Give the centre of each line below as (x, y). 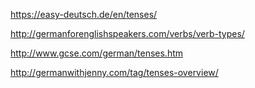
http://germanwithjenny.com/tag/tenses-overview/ (114, 72)
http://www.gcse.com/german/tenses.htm (97, 53)
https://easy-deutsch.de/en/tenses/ (84, 14)
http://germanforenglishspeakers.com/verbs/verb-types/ (127, 33)
